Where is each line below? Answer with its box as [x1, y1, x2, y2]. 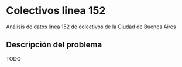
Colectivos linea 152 [6, 4, 106, 17]
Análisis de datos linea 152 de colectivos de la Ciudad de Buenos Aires [6, 23, 177, 30]
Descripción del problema [6, 40, 102, 50]
